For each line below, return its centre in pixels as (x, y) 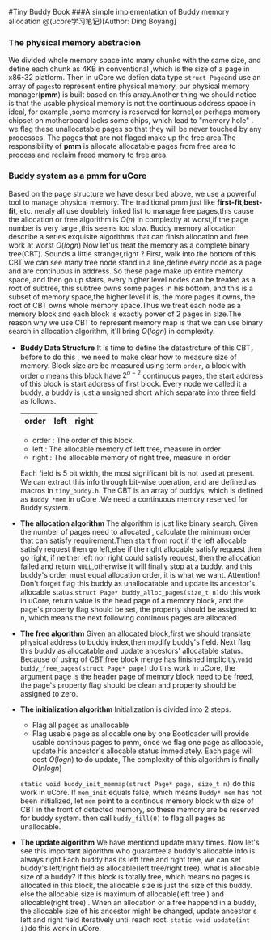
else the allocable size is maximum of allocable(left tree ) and (122, 894)
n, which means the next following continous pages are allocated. (129, 618)
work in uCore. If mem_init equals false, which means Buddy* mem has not (141, 793)
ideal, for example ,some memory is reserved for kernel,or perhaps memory (135, 112)
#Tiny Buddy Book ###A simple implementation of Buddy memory (119, 12)
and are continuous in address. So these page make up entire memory (125, 271)
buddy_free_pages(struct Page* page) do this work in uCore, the (128, 668)
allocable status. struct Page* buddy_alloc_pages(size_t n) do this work (140, 592)
